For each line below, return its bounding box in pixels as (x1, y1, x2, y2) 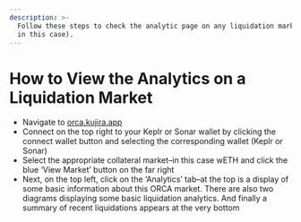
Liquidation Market (9, 87, 153, 107)
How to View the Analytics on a (9, 68, 246, 89)
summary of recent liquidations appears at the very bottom (21, 202, 240, 213)
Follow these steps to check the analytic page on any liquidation (17, 21, 275, 30)
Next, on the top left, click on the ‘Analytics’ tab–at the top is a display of (21, 174, 289, 184)
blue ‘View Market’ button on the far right (21, 165, 175, 175)
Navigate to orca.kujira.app (21, 117, 123, 128)
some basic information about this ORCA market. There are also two (21, 184, 274, 194)
